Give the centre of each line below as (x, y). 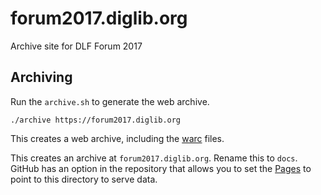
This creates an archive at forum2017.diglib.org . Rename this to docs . (154, 158)
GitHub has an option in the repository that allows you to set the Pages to (161, 168)
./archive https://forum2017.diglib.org (96, 120)
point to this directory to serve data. (84, 179)
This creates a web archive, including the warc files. (117, 138)
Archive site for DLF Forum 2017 (76, 46)
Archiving (41, 77)
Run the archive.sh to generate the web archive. (110, 101)
